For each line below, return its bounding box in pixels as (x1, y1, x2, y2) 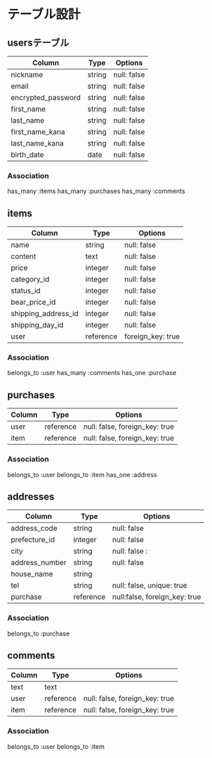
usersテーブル (7, 37, 69, 49)
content (11, 251, 37, 261)
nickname (11, 70, 44, 80)
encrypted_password (11, 93, 81, 102)
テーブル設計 (7, 6, 81, 23)
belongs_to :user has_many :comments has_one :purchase (7, 369, 177, 377)
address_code (11, 524, 58, 533)
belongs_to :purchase (7, 629, 70, 638)
